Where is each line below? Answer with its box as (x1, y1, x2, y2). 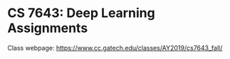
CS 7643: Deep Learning (7, 5, 155, 21)
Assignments (7, 20, 88, 36)
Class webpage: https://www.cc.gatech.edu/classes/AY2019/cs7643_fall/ (7, 43, 223, 52)
